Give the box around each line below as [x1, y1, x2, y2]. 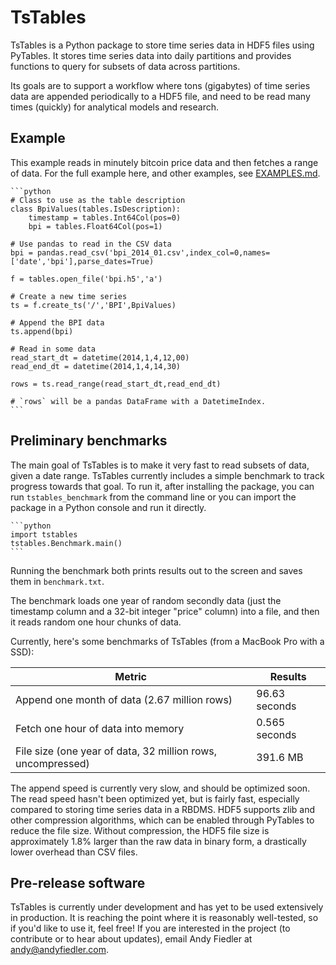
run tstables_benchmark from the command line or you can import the [10, 491, 297, 503]
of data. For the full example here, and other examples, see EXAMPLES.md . [10, 167, 321, 179]
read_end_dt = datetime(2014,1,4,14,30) [10, 361, 182, 371]
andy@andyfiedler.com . [10, 944, 110, 956]
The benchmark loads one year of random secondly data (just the [10, 594, 282, 606]
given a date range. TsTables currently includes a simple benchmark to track [10, 469, 325, 481]
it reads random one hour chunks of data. [10, 616, 182, 628]
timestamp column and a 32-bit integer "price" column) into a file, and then [10, 605, 320, 617]
